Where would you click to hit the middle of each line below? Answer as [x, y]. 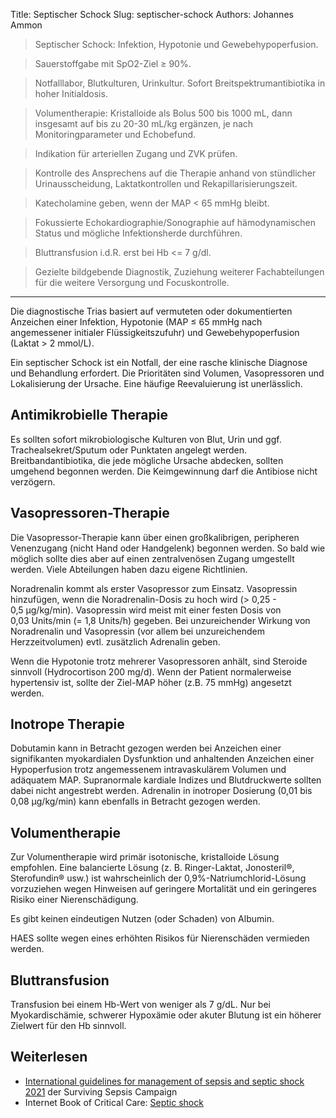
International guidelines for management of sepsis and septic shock [164, 1081]
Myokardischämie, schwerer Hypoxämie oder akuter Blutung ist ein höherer [166, 1015]
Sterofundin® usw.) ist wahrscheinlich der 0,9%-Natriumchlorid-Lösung [158, 878]
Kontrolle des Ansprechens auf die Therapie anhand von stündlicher [175, 173]
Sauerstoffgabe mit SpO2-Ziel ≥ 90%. [113, 63]
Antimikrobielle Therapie [89, 415]
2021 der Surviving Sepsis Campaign [101, 1091]
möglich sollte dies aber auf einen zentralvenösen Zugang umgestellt [152, 558]
